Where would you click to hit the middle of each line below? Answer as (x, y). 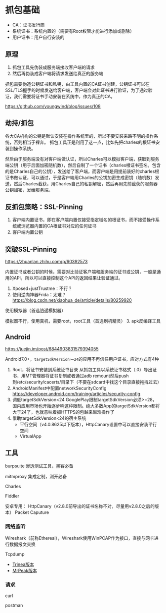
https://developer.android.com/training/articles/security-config (76, 394)
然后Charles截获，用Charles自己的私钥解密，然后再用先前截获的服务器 (86, 183)
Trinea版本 (23, 564)
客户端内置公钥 (27, 232)
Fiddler (12, 496)
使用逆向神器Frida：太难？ (39, 295)
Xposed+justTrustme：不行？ (42, 288)
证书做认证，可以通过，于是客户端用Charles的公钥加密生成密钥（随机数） (80, 177)
